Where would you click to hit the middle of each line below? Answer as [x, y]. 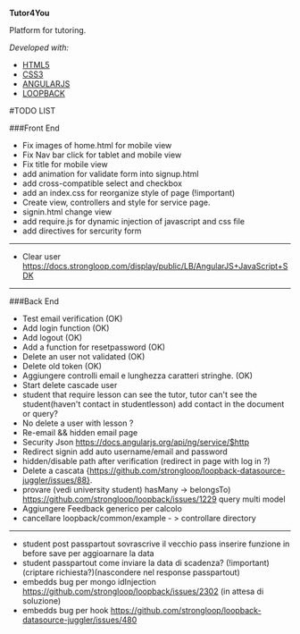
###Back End [34, 301]
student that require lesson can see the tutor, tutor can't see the [139, 394]
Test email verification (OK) [72, 318]
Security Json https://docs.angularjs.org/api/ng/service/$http [136, 442]
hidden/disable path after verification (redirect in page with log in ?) [146, 461]
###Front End [34, 128]
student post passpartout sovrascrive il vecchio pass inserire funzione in [156, 544]
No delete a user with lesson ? [78, 423]
